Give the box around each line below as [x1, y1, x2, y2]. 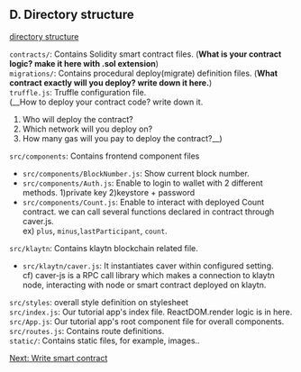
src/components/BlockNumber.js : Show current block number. [22, 168, 250, 178]
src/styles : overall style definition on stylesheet [9, 296, 189, 307]
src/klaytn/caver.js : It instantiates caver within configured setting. [22, 260, 274, 271]
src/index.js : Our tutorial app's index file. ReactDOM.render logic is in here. [9, 306, 293, 317]
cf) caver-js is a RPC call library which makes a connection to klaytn [22, 269, 275, 280]
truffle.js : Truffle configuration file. [9, 86, 147, 97]
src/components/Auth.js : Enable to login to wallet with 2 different [22, 177, 263, 188]
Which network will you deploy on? [22, 123, 153, 134]
